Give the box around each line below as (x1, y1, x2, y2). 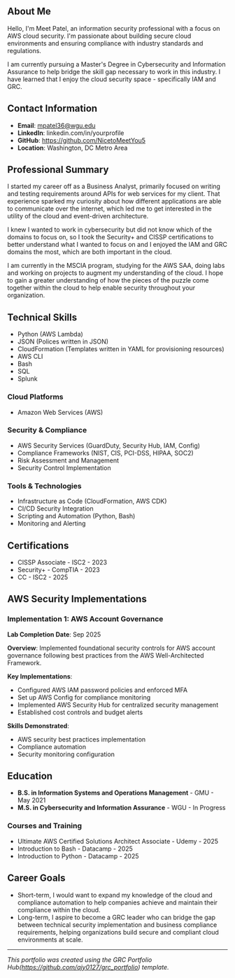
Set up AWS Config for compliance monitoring (17, 693, 151, 702)
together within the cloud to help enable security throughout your (7, 283, 196, 292)
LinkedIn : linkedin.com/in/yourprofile (17, 129, 124, 137)
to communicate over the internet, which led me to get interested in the (7, 204, 212, 213)
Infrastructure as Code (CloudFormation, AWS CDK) (17, 497, 167, 506)
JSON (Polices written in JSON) (17, 337, 109, 346)
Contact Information (7, 103, 98, 115)
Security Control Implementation (17, 463, 111, 472)
